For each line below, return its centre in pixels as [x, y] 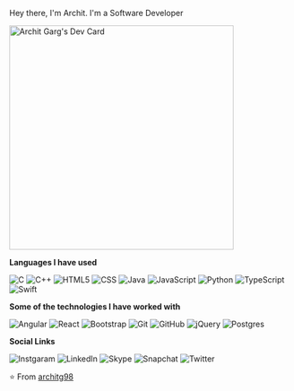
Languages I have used [53, 262]
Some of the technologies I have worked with [95, 307]
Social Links [32, 341]
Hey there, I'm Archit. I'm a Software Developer [96, 13]
